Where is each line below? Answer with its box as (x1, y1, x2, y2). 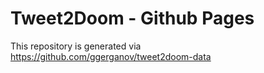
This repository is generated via (10, 40, 142, 52)
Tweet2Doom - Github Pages (10, 7, 255, 30)
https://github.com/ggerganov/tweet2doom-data (10, 50, 212, 62)
